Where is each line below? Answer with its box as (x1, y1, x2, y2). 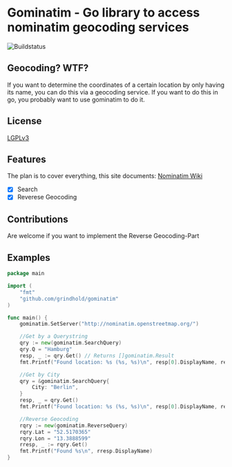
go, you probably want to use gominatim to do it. (7, 95, 145, 103)
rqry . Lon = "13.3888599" (19, 435, 91, 442)
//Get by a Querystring (19, 333, 88, 340)
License (7, 115, 42, 127)
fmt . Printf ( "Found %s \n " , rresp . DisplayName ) (19, 448, 153, 455)
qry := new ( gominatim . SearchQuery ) (19, 339, 122, 346)
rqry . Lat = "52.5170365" (19, 428, 91, 435)
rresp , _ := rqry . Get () (19, 441, 88, 448)
